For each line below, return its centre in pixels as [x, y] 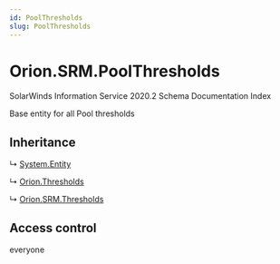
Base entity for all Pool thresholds [72, 113]
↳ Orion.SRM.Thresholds [57, 200]
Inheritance [43, 142]
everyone [27, 249]
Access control [53, 228]
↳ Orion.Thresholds [47, 181]
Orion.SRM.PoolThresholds [115, 71]
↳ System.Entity [40, 164]
